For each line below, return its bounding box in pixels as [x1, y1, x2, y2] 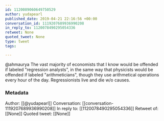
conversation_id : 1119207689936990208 [5, 21, 84, 26]
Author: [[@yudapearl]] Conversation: [5, 100, 82, 106]
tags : [5, 44, 16, 48]
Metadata [5, 89, 28, 96]
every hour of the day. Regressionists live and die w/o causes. [5, 77, 131, 83]
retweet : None [5, 30, 34, 35]
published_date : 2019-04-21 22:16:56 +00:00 [5, 16, 97, 21]
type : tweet [5, 39, 29, 44]
